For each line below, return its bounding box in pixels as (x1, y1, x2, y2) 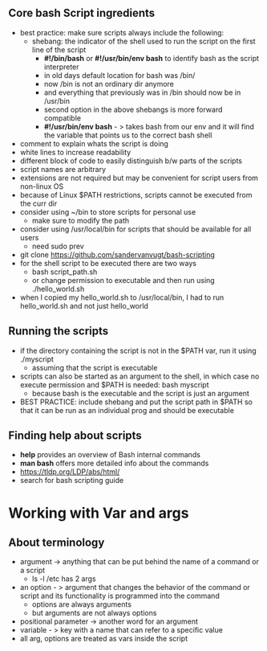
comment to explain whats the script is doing (19, 138, 168, 148)
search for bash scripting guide (19, 476, 124, 485)
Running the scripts (8, 325, 109, 338)
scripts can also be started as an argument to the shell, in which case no (19, 371, 260, 381)
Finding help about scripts (8, 429, 142, 443)
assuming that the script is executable (31, 362, 158, 372)
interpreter (43, 62, 79, 72)
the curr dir (19, 199, 58, 208)
